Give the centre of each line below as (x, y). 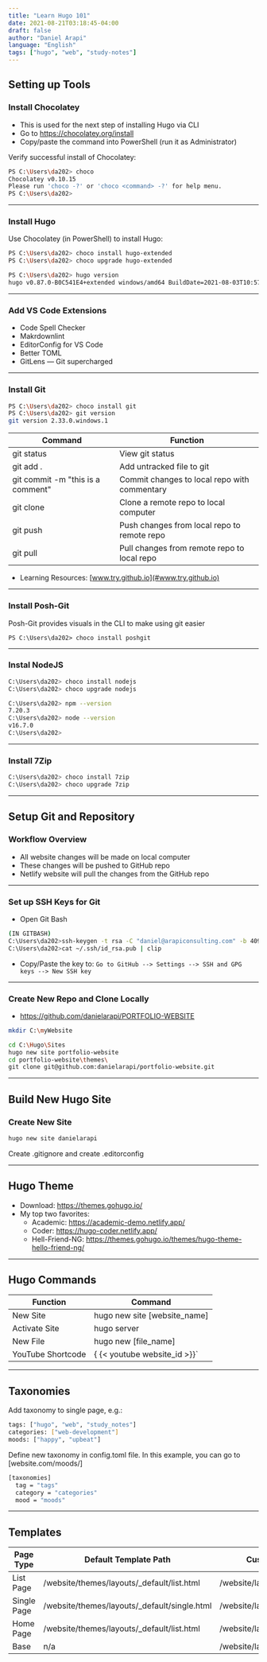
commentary (143, 490)
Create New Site (40, 1122)
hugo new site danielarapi (53, 1138)
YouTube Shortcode (49, 1354)
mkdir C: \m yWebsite (41, 1031)
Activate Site (36, 1329)
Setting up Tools (50, 85)
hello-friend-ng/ (58, 1247)
